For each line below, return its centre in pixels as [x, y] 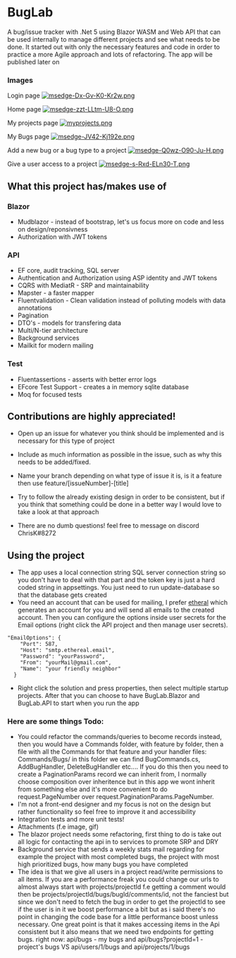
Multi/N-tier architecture [52, 331]
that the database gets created [62, 595]
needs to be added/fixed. [54, 462]
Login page [24, 95]
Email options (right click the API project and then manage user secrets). [123, 625]
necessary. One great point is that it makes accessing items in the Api [118, 924]
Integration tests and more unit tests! [71, 820]
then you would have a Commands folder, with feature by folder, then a [120, 744]
